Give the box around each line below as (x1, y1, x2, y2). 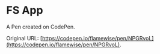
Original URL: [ (6, 34, 43, 42)
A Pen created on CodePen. (6, 23, 75, 30)
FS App (6, 4, 43, 17)
